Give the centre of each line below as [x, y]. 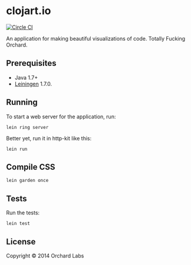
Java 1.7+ [26, 77]
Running [22, 102]
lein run [17, 149]
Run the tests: [23, 213]
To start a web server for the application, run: [61, 117]
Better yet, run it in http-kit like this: [49, 138]
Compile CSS [31, 167]
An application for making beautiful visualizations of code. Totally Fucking [96, 38]
